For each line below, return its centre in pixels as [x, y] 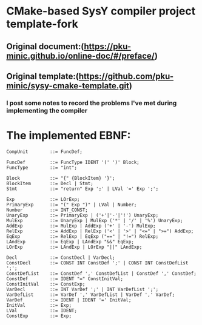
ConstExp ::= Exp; [39, 316]
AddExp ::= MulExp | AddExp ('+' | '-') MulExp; [81, 226]
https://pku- [108, 46]
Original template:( [42, 76]
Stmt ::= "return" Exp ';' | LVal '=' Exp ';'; [82, 189]
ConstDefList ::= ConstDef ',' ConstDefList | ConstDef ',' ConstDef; [102, 274]
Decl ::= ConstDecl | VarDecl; [61, 258]
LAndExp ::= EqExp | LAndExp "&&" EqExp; [70, 241]
